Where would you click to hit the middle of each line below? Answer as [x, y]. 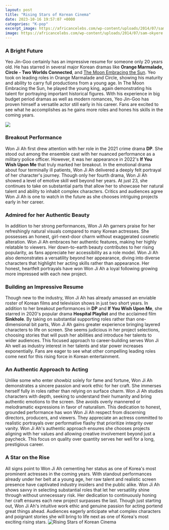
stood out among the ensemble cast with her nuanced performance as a [80, 154]
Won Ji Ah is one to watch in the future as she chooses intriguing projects [82, 196]
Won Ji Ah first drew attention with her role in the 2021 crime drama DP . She [84, 148]
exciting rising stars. [26, 522]
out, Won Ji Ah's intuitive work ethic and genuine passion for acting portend [84, 506]
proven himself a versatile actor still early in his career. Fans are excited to [82, 104]
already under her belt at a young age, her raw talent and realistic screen [81, 479]
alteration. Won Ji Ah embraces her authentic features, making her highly [81, 242]
